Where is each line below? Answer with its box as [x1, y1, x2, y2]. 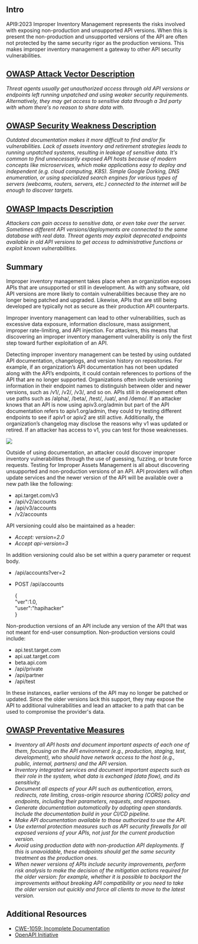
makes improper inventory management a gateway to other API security [6, 46, 181, 53]
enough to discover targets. [6, 186, 74, 194]
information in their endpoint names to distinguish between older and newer [6, 382, 191, 389]
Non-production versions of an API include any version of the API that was [6, 623, 187, 630]
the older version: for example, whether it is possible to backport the [14, 873, 182, 880]
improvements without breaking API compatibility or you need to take [14, 879, 184, 887]
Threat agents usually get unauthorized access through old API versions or [6, 85, 190, 92]
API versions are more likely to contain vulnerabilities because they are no [6, 290, 186, 298]
